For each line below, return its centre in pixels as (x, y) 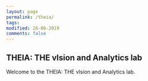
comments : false (26, 34)
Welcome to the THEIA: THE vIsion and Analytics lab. (71, 72)
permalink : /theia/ (30, 17)
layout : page (22, 12)
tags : (13, 22)
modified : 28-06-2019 (33, 28)
